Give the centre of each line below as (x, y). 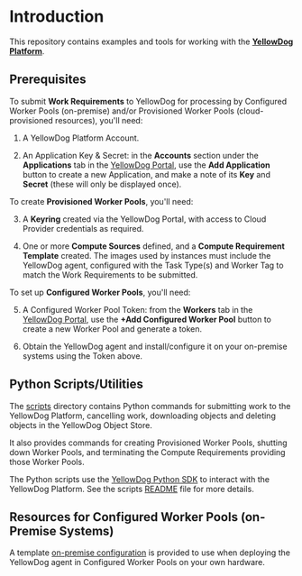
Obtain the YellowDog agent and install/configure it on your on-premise (155, 346)
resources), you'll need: (99, 120)
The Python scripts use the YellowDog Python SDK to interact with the (140, 479)
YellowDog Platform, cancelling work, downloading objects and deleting (143, 416)
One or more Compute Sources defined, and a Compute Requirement (154, 246)
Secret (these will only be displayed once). (102, 184)
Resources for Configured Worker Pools (124, 517)
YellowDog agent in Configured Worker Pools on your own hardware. (137, 562)
